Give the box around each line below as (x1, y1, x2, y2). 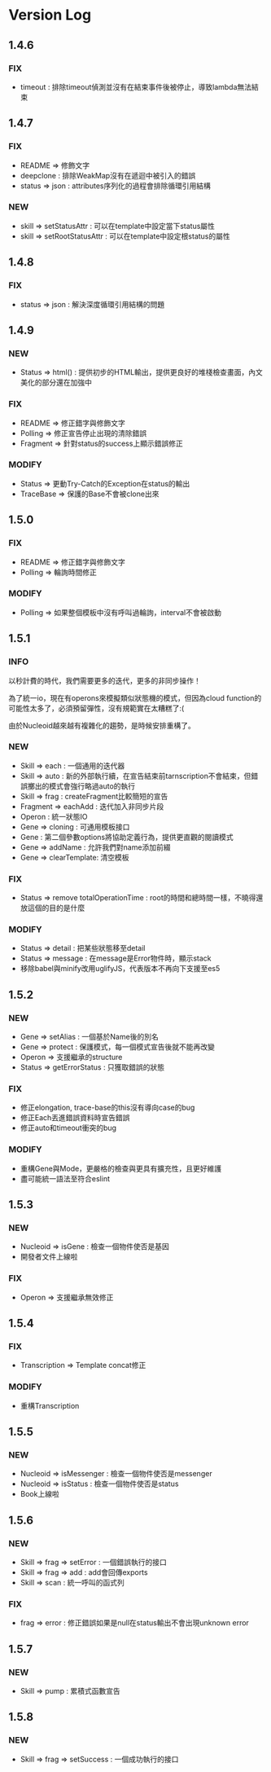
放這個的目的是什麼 (20, 903, 85, 913)
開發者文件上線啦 (20, 1252, 78, 1262)
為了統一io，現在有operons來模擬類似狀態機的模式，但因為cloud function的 (8, 693, 262, 702)
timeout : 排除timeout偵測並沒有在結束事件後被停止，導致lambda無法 (20, 81, 252, 91)
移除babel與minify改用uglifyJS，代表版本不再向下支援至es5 (20, 964, 221, 974)
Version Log (8, 6, 92, 24)
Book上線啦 (20, 1489, 59, 1499)
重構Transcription (20, 1400, 80, 1410)
